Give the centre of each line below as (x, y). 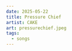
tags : (13, 33)
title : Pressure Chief (34, 17)
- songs (21, 39)
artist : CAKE (22, 22)
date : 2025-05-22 (27, 11)
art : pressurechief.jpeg (36, 28)
